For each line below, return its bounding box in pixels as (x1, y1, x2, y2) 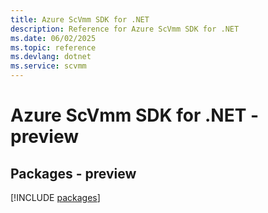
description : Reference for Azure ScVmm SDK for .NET (10, 24, 240, 34)
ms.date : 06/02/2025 (10, 33, 97, 43)
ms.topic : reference (10, 42, 97, 53)
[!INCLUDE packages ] (10, 192, 101, 203)
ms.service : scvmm (10, 61, 87, 71)
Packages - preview (10, 165, 137, 182)
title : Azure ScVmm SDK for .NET (10, 14, 150, 25)
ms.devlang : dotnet (10, 52, 92, 62)
